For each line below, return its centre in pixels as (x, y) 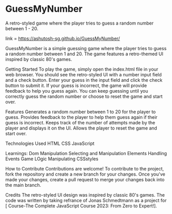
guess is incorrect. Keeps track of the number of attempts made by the (80, 122)
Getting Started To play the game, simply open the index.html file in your (82, 69)
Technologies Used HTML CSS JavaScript (50, 143)
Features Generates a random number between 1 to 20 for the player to (81, 112)
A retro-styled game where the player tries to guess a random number (80, 23)
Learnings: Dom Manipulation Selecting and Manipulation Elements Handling (86, 153)
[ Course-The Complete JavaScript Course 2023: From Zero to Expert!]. (81, 206)
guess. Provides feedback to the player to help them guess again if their (81, 117)
